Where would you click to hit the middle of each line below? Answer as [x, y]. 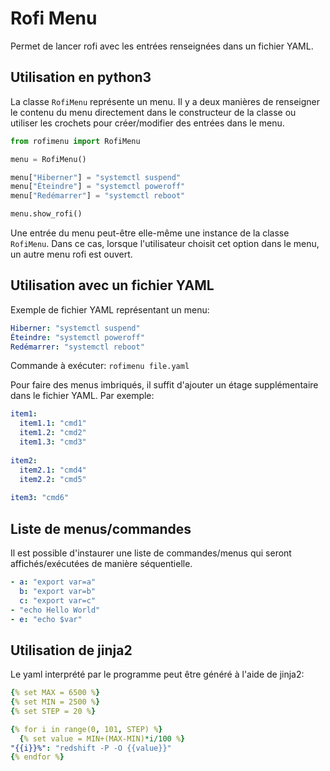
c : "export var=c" [58, 600]
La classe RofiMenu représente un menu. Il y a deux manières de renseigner [165, 101]
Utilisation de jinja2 [71, 650]
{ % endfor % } [37, 757]
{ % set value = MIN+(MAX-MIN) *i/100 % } [102, 738]
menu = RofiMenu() [48, 159]
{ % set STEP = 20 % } [53, 711]
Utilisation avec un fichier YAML [112, 285]
